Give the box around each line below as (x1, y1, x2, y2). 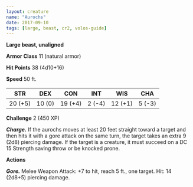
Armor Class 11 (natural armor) (6, 53, 81, 60)
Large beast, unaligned (6, 41, 64, 48)
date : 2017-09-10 (6, 19, 49, 25)
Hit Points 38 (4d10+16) (6, 64, 64, 71)
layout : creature (6, 8, 49, 15)
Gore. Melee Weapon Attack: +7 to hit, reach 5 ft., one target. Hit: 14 (6, 168, 172, 175)
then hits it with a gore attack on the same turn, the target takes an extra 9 (6, 132, 187, 139)
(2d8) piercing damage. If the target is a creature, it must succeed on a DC (6, 139, 188, 146)
